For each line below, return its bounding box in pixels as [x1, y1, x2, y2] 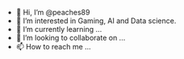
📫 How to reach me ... [15, 42, 91, 51]
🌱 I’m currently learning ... [15, 25, 102, 33]
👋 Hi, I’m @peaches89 [15, 8, 90, 17]
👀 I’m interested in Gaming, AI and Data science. [15, 16, 177, 26]
